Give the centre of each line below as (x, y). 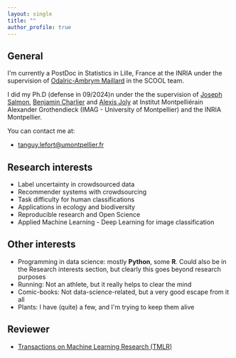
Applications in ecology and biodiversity (76, 207)
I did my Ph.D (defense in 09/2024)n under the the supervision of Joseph (115, 95)
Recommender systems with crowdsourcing (82, 192)
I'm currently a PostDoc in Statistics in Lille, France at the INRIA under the (115, 73)
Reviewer (28, 329)
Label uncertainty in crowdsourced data (76, 184)
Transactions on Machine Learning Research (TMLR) (95, 347)
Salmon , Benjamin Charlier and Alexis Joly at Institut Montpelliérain (106, 102)
